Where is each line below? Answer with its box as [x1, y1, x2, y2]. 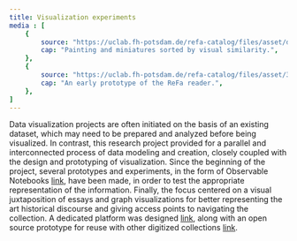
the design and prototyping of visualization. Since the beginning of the [9, 156, 266, 168]
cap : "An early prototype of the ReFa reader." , [41, 79, 224, 87]
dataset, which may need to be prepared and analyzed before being [9, 129, 256, 139]
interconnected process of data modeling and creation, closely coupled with [9, 147, 287, 158]
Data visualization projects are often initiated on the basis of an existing [9, 119, 270, 130]
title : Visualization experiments [9, 12, 137, 22]
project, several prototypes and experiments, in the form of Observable [9, 166, 269, 177]
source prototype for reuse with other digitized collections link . [9, 222, 239, 233]
